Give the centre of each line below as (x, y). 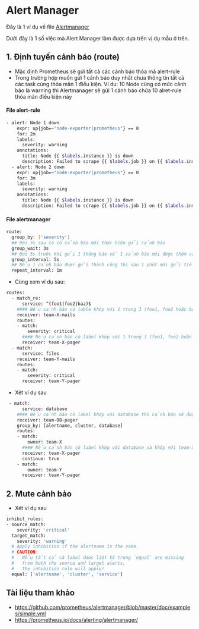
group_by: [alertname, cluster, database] (70, 426)
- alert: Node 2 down (38, 167)
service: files (41, 353)
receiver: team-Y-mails (46, 359)
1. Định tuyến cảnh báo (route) (63, 57)
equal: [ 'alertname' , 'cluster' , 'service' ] (67, 574)
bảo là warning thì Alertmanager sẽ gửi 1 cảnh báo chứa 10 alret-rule (98, 90)
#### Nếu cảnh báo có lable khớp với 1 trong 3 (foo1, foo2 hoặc (102, 309)
